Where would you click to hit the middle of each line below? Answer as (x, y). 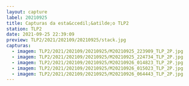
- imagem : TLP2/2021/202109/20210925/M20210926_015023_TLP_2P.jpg (98, 68)
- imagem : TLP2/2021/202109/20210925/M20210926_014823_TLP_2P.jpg (98, 62)
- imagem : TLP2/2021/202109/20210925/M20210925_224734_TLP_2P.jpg (98, 57)
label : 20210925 (27, 18)
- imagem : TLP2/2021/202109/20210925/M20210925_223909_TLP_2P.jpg (98, 51)
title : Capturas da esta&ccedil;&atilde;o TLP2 (68, 23)
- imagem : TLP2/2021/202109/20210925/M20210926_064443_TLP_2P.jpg (98, 74)
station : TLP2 (24, 29)
